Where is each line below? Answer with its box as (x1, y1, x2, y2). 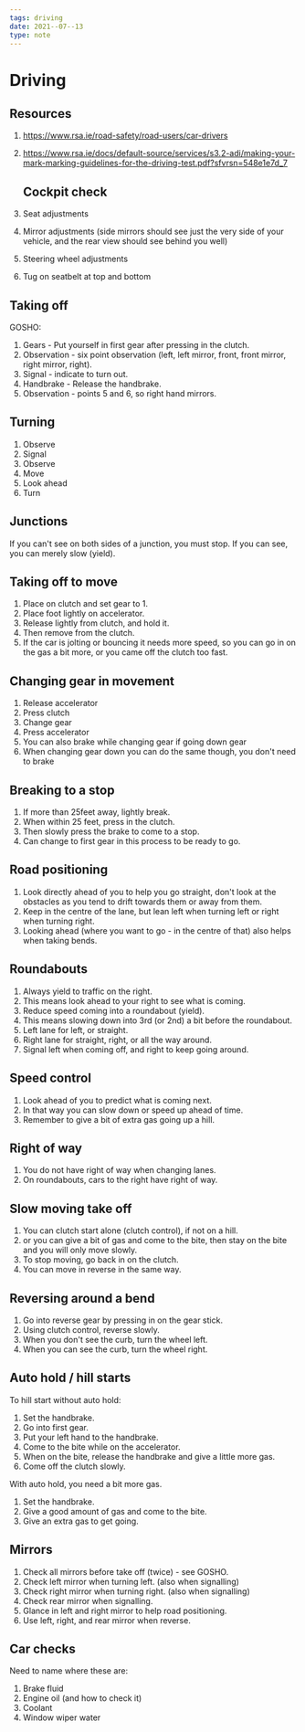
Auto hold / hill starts (9, 1370, 131, 1386)
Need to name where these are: (9, 1665, 129, 1676)
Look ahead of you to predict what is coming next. (22, 1094, 212, 1105)
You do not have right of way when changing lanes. (22, 1165, 216, 1176)
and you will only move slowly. (22, 1244, 138, 1256)
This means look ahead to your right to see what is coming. (22, 995, 247, 1006)
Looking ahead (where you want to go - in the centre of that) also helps (22, 924, 292, 936)
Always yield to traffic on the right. (22, 986, 152, 997)
